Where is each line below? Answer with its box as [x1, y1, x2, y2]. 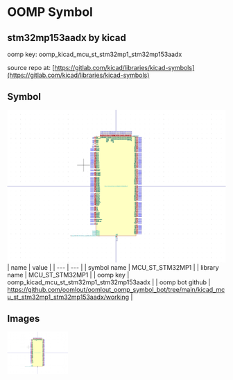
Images [7, 313, 40, 325]
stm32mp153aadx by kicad [7, 32, 126, 44]
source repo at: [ [7, 64, 55, 71]
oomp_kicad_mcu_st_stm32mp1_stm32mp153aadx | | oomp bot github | [7, 278, 211, 286]
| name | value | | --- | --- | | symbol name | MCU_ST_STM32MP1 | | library [7, 263, 220, 271]
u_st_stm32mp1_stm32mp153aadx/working [7, 293, 130, 301]
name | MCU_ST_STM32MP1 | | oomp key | [7, 270, 130, 279]
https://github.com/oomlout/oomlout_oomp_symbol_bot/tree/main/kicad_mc [7, 285, 225, 293]
